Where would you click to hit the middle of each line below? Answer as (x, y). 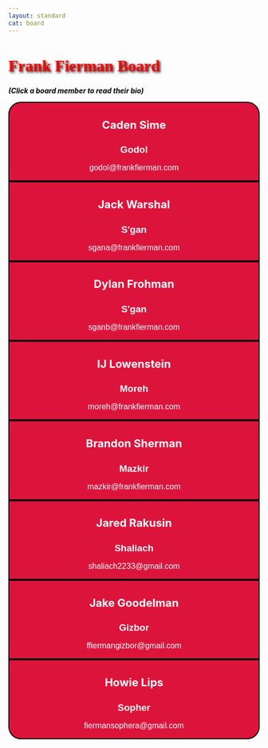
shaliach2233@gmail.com (134, 566)
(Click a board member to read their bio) (76, 90)
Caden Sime (134, 125)
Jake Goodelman (134, 602)
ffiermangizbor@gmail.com (134, 646)
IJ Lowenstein (134, 364)
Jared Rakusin (134, 523)
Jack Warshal (134, 204)
